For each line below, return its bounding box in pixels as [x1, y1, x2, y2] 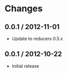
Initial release [11, 63, 39, 69]
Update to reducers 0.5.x [11, 36, 63, 41]
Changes [4, 3, 43, 14]
